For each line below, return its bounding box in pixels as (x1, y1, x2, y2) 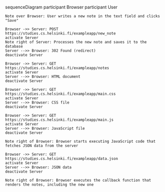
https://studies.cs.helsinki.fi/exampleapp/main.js (5, 117, 114, 122)
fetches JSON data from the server (5, 143, 79, 148)
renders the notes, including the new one (5, 182, 94, 187)
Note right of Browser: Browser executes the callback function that (5, 178, 152, 183)
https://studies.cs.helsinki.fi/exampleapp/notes (5, 66, 110, 71)
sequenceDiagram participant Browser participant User (5, 4, 118, 10)
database (5, 44, 23, 49)
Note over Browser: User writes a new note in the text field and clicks (5, 14, 161, 19)
